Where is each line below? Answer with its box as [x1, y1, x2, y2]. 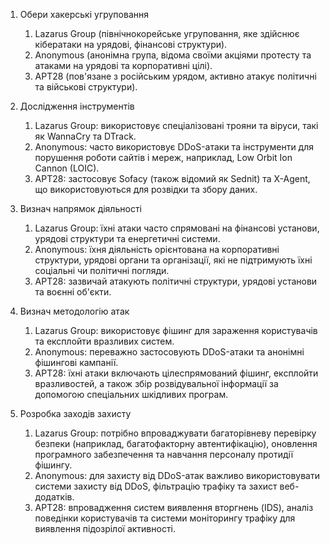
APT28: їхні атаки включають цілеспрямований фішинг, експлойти [34, 367, 319, 379]
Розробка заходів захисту [19, 408, 132, 419]
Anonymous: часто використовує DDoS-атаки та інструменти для [34, 141, 315, 153]
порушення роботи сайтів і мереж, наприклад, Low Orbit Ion [34, 152, 293, 163]
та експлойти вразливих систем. [34, 335, 175, 347]
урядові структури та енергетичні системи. [34, 233, 221, 244]
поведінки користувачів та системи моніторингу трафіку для [34, 512, 296, 524]
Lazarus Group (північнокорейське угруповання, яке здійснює [34, 28, 300, 39]
